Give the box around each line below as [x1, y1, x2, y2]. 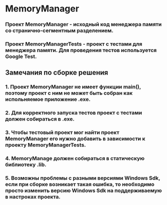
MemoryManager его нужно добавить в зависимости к [5, 135, 145, 142]
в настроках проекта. [5, 193, 61, 200]
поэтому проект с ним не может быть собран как [5, 89, 133, 96]
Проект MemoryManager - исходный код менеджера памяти [5, 21, 162, 28]
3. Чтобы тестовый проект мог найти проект [5, 129, 119, 136]
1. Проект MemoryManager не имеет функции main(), [5, 83, 141, 90]
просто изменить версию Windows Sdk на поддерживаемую [5, 187, 162, 194]
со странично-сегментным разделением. [5, 27, 113, 34]
